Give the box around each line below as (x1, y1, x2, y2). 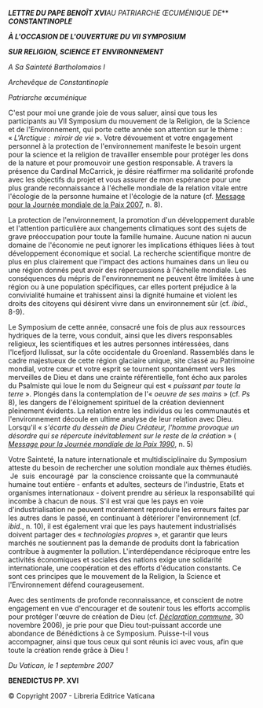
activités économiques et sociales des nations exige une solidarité (8, 555, 222, 564)
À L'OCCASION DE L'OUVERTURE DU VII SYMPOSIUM (8, 32, 186, 41)
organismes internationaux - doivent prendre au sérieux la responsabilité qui (8, 489, 255, 497)
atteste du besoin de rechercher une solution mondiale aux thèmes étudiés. (8, 463, 253, 472)
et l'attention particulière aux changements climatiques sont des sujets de (8, 223, 247, 233)
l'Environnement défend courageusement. (8, 580, 144, 589)
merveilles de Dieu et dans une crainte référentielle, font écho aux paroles (8, 373, 247, 382)
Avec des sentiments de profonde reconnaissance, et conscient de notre (8, 596, 243, 604)
